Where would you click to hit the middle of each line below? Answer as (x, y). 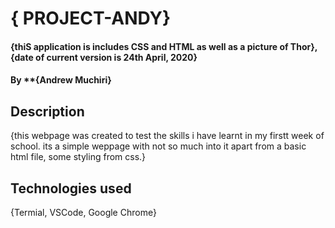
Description (47, 111)
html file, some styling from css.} (78, 157)
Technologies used (71, 188)
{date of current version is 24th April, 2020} (104, 57)
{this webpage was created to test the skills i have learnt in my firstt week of (167, 136)
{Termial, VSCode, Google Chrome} (83, 212)
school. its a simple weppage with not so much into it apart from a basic (158, 146)
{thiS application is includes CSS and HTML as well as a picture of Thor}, (164, 46)
